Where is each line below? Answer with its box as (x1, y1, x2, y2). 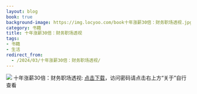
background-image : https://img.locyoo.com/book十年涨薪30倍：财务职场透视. (6, 19, 185, 25)
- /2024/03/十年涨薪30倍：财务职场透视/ (11, 57, 101, 63)
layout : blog (6, 8, 38, 15)
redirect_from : (6, 52, 43, 58)
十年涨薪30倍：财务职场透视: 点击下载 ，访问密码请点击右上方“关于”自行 (13, 74, 186, 81)
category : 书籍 (6, 25, 42, 31)
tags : (6, 36, 19, 41)
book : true (6, 14, 33, 20)
